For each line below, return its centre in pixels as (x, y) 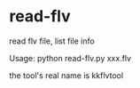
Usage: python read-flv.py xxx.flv (70, 58)
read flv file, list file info (52, 41)
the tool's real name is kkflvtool (66, 75)
